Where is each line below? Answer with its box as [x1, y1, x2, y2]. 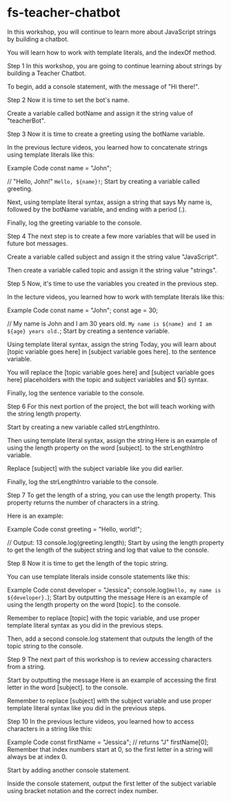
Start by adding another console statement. [7, 765, 131, 774]
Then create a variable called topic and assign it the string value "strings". [7, 265, 217, 274]
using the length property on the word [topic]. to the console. [7, 600, 181, 608]
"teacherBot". [7, 116, 46, 125]
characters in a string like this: [7, 724, 93, 732]
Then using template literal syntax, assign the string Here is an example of [7, 436, 218, 444]
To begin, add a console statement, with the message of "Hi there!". [7, 82, 200, 90]
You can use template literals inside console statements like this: [7, 572, 190, 581]
